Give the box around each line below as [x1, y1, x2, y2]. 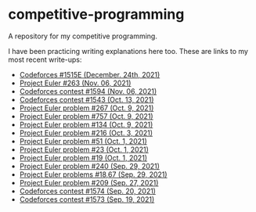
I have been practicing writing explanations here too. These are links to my [8, 46, 249, 56]
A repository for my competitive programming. [8, 31, 158, 41]
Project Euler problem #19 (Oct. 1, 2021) [19, 153, 147, 162]
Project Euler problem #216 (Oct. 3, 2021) [19, 128, 153, 138]
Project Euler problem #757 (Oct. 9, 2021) [19, 111, 154, 120]
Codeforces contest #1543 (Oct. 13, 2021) [19, 95, 154, 104]
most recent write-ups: [8, 55, 82, 64]
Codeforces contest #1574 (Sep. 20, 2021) [19, 186, 157, 196]
